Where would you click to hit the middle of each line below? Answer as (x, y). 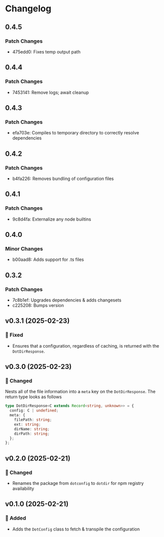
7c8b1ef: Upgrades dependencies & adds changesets (67, 300)
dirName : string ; (32, 429)
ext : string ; (27, 424)
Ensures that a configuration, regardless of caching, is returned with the (86, 346)
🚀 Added (16, 518)
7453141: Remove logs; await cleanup (51, 92)
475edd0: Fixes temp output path (46, 52)
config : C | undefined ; (34, 411)
